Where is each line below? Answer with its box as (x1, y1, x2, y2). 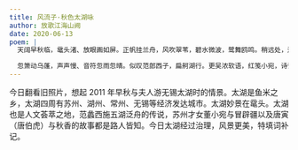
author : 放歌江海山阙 (9, 21, 82, 30)
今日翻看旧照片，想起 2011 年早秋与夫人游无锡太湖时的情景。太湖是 (9, 87, 255, 97)
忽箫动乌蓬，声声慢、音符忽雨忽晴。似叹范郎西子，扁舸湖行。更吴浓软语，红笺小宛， (17, 62, 281, 71)
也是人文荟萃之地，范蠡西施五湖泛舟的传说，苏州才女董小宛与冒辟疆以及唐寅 (9, 109, 289, 119)
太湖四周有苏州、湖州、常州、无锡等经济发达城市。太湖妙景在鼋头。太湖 (24, 98, 289, 109)
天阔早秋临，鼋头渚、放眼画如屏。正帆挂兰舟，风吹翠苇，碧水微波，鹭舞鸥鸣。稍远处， (17, 46, 288, 55)
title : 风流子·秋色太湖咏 (9, 12, 95, 22)
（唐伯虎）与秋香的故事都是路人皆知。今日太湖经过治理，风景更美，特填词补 (9, 120, 289, 131)
